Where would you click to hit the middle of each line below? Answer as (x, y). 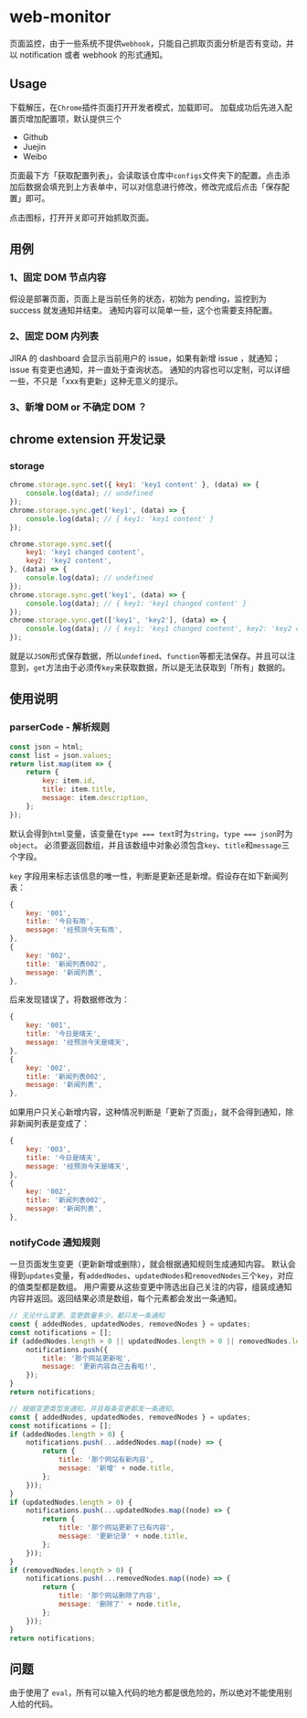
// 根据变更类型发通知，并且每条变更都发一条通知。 (94, 1409)
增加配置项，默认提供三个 (73, 118)
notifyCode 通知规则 (55, 1243)
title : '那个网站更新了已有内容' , (116, 1528)
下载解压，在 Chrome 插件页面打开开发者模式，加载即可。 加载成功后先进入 (147, 107)
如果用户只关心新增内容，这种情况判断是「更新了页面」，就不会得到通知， (148, 1112)
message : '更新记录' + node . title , (123, 1537)
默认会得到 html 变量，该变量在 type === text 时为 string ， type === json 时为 (151, 833)
